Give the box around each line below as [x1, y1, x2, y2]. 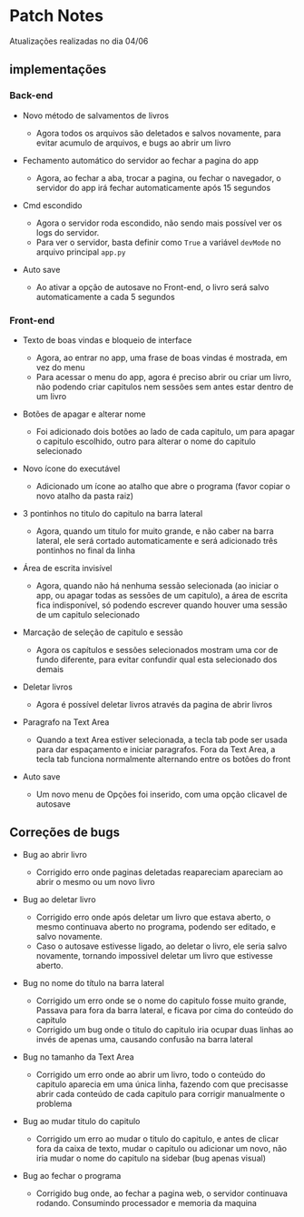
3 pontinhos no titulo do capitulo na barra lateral [22, 508, 203, 518]
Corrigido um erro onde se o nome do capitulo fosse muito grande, [35, 995, 288, 1006]
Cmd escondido [22, 199, 83, 210]
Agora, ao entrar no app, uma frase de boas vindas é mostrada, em [35, 352, 288, 363]
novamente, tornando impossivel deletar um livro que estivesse [35, 950, 274, 961]
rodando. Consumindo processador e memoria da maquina [35, 1197, 257, 1208]
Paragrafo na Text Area [22, 716, 110, 728]
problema [35, 1098, 73, 1109]
